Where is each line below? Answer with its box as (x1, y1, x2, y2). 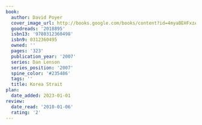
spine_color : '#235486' (11, 70, 71, 76)
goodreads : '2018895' (11, 25, 66, 32)
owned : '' (11, 43, 36, 49)
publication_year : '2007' (11, 53, 77, 59)
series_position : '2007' (11, 64, 74, 71)
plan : (5, 87, 19, 93)
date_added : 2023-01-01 (11, 93, 71, 99)
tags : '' (11, 76, 33, 82)
